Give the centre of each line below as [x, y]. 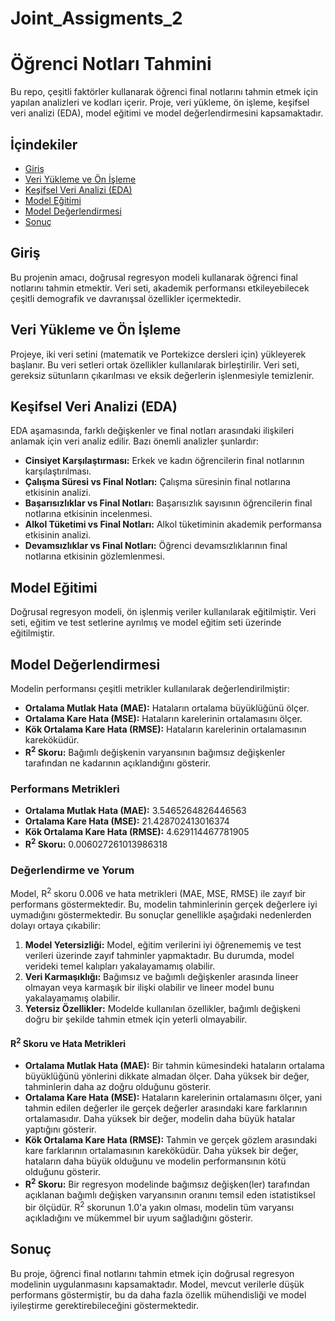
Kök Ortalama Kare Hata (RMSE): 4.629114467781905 [137, 831]
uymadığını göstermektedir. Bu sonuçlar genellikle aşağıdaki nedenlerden [161, 914]
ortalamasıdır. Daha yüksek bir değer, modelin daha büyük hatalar [160, 1119]
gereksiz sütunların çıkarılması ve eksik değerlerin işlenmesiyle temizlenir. [162, 375]
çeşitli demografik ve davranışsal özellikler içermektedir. [126, 298]
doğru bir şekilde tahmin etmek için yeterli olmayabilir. [136, 1019]
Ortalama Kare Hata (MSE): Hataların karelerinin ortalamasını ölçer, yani [173, 1098]
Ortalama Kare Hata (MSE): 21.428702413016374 [127, 821]
